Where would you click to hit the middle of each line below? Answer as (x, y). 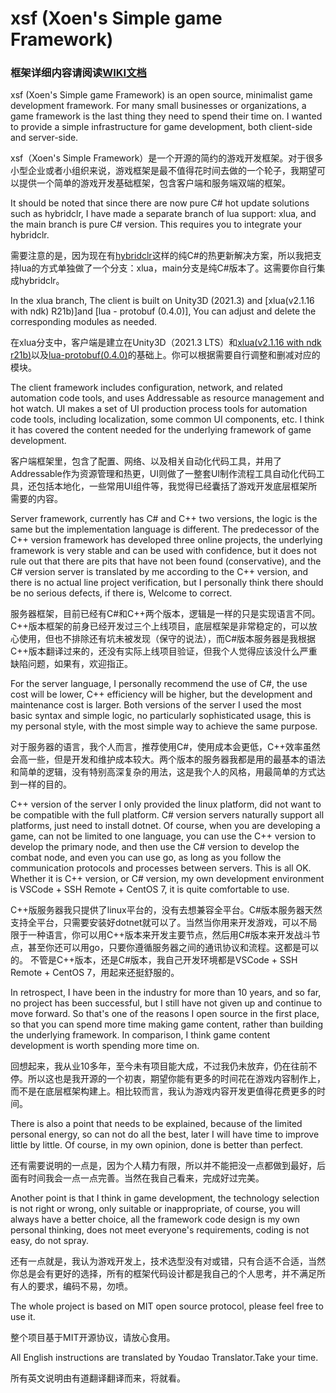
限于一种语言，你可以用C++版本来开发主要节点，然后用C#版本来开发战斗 (161, 935)
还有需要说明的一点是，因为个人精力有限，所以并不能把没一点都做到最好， (163, 1166)
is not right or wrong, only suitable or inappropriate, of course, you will (155, 1209)
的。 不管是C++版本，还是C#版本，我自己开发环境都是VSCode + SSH (154, 960)
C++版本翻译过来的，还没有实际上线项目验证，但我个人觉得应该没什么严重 (164, 651)
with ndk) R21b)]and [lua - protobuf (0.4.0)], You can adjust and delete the (163, 311)
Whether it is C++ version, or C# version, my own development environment (167, 879)
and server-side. (44, 138)
